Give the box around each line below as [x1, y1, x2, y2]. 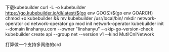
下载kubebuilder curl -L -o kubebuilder [5, 4, 86, 10]
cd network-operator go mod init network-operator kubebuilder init [24, 20, 164, 26]
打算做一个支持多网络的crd [5, 41, 61, 47]
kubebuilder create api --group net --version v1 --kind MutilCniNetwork [5, 31, 154, 37]
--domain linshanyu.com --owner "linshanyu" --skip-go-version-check [5, 26, 153, 31]
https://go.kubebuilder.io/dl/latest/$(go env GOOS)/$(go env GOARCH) [5, 10, 153, 16]
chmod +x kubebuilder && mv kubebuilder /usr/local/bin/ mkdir [5, 15, 137, 21]
